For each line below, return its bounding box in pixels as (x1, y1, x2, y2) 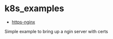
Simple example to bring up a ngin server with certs (4, 28, 108, 34)
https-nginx (11, 19, 35, 25)
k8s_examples (4, 3, 64, 14)
